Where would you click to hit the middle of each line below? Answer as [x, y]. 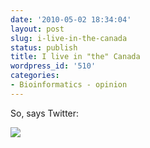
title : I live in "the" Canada [75, 57]
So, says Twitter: [45, 113]
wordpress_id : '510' [53, 66]
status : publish [44, 47]
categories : [35, 76]
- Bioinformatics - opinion [69, 85]
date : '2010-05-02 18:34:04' [71, 19]
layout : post [37, 29]
